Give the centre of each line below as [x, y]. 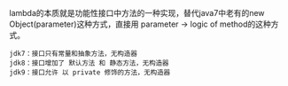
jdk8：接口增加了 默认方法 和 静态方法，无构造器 [89, 63]
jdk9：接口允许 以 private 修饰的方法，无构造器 [90, 73]
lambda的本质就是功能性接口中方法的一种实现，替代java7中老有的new [137, 13]
